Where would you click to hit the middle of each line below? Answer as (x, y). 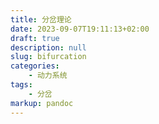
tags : (21, 85)
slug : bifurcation (48, 57)
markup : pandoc (42, 103)
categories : (35, 66)
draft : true (35, 38)
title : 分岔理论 (41, 19)
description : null (48, 47)
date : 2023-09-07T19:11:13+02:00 (80, 29)
